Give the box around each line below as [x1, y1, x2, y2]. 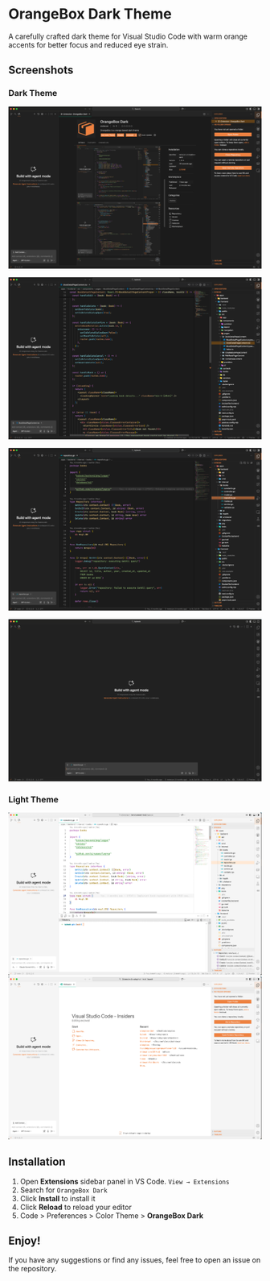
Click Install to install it [19, 1193, 96, 1203]
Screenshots [8, 64, 74, 77]
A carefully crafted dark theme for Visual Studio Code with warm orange [8, 31, 247, 41]
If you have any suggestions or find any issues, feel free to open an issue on [8, 1255, 261, 1265]
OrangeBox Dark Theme [8, 5, 172, 23]
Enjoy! [8, 1234, 41, 1247]
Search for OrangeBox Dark [19, 1185, 108, 1195]
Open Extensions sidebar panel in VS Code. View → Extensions [19, 1176, 230, 1186]
